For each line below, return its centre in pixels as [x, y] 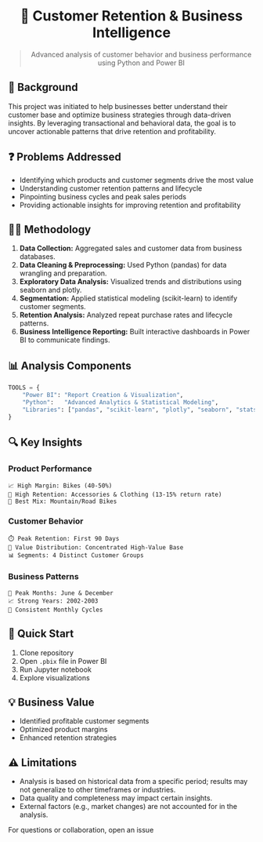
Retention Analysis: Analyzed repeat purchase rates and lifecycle [126, 315]
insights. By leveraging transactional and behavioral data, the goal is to [122, 123]
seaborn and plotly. [50, 290]
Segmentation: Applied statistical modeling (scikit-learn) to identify [128, 298]
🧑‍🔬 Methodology [50, 230]
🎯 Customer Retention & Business [131, 16]
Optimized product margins [63, 730]
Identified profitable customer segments [84, 721]
